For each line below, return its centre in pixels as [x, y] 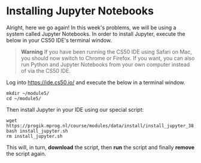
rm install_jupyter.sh [34, 136]
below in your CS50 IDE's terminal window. [59, 40]
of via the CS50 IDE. [45, 70]
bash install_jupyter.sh [37, 131]
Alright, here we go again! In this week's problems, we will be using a [91, 27]
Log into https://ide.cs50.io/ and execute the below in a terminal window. [96, 82]
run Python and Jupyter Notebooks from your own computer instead [105, 64]
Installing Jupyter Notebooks [80, 11]
